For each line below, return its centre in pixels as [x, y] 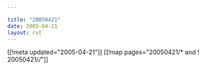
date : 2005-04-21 [32, 26]
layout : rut [24, 33]
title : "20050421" [34, 19]
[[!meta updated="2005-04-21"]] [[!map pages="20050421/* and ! [103, 52]
